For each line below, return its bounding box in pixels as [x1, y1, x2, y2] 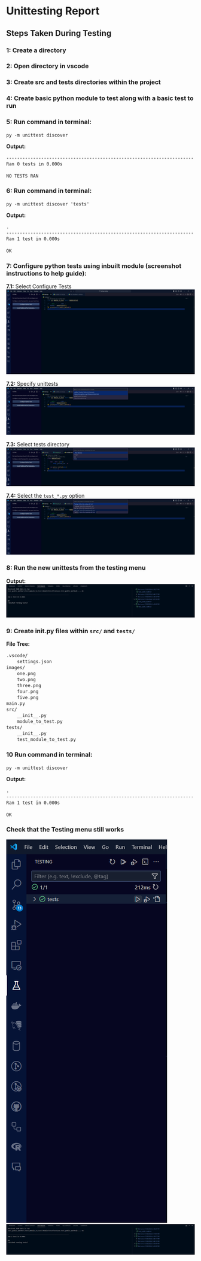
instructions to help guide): [6, 269, 87, 277]
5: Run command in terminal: [6, 118, 92, 126]
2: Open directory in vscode [6, 62, 89, 70]
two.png [17, 677, 36, 683]
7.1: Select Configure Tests [6, 283, 72, 290]
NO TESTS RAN [6, 173, 39, 179]
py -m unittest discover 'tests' [6, 201, 90, 207]
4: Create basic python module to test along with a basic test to [6, 94, 194, 102]
